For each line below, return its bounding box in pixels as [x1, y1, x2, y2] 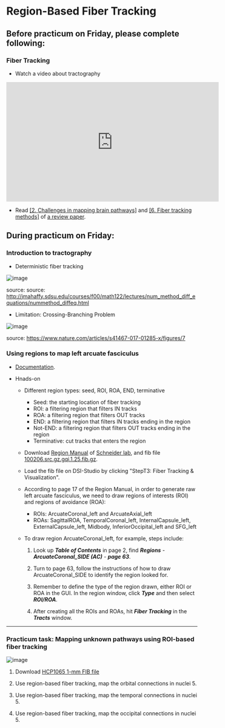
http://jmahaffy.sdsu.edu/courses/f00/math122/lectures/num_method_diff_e [6, 293, 196, 300]
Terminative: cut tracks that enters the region [33, 437, 146, 444]
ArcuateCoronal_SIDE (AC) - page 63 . [33, 553, 131, 560]
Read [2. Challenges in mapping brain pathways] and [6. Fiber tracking [15, 206, 192, 214]
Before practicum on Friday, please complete [6, 29, 180, 39]
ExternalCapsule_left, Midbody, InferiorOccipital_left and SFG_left [33, 523, 197, 530]
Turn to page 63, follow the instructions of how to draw [33, 565, 171, 572]
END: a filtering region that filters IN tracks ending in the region [33, 418, 191, 425]
